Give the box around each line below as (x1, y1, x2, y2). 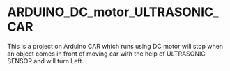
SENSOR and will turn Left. (7, 56, 84, 65)
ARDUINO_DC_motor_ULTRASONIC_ (7, 4, 219, 20)
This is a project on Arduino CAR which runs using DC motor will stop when (7, 42, 224, 50)
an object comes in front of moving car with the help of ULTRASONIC (7, 49, 206, 58)
